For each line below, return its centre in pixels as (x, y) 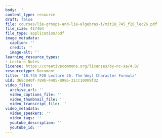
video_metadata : (22, 109)
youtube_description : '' (36, 123)
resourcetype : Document (30, 71)
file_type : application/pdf (35, 33)
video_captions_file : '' (36, 95)
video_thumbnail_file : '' (37, 99)
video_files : (19, 85)
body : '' (14, 10)
